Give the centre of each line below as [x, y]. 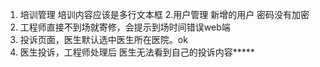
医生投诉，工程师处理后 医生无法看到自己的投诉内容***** [137, 52]
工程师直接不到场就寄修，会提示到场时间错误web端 [125, 27]
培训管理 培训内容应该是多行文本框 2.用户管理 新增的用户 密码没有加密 [164, 14]
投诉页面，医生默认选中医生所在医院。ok [103, 39]
